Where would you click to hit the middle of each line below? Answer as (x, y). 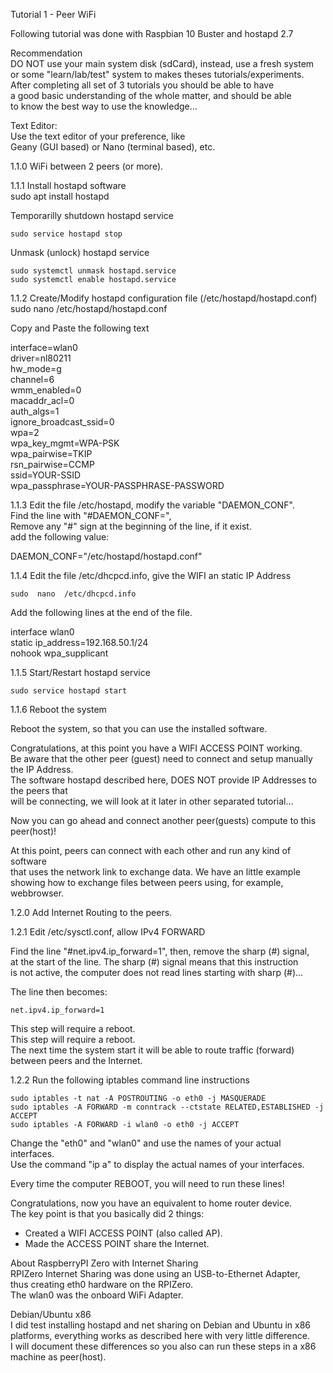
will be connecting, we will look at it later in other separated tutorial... (152, 801)
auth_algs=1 (35, 411)
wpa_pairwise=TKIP (51, 453)
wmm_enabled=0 (46, 390)
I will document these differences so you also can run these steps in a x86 (163, 1346)
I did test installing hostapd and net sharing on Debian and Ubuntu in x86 (161, 1325)
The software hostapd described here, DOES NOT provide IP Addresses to (163, 780)
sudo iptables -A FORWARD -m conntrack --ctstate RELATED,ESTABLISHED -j (167, 1107)
